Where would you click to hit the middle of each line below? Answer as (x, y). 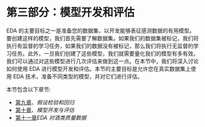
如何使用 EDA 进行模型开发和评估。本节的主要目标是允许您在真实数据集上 (99, 68)
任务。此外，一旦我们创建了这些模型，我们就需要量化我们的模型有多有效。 (105, 53)
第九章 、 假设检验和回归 (45, 102)
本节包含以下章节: (29, 89)
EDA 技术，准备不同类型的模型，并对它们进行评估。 (78, 76)
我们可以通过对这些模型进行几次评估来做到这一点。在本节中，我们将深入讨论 (103, 61)
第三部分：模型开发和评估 (71, 13)
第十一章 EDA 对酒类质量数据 (51, 117)
